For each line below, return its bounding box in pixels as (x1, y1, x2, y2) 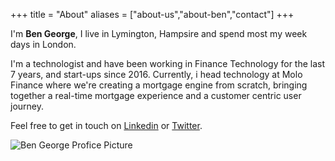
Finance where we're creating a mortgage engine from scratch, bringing (10, 79, 308, 91)
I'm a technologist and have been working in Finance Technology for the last (10, 58, 326, 69)
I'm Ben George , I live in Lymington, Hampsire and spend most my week (10, 28, 308, 39)
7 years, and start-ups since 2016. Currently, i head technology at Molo (10, 69, 303, 80)
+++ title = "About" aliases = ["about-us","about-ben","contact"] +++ (10, 9, 295, 20)
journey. (10, 100, 44, 112)
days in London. (10, 39, 77, 50)
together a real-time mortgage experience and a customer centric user (10, 90, 302, 101)
